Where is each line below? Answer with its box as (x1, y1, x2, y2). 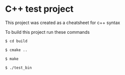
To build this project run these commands (5, 29, 90, 35)
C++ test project (5, 3, 74, 15)
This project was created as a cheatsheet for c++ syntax (5, 20, 120, 25)
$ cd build (5, 38, 28, 44)
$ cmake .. (5, 48, 28, 52)
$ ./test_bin (5, 65, 32, 70)
